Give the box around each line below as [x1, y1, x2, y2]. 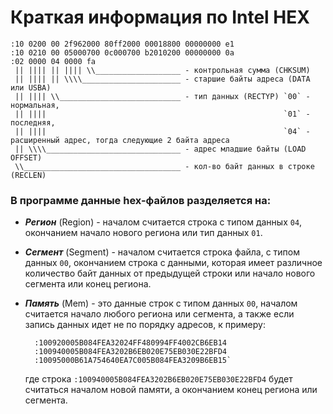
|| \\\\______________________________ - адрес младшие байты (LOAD [14, 144, 307, 154]
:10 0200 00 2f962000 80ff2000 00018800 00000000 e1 [10, 39, 235, 49]
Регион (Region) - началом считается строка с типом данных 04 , [24, 216, 303, 228]
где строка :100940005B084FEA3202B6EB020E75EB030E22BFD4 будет [24, 373, 293, 385]
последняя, [10, 117, 56, 128]
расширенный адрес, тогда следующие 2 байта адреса [10, 135, 230, 145]
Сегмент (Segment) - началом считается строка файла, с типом [24, 246, 301, 258]
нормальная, [10, 100, 60, 110]
